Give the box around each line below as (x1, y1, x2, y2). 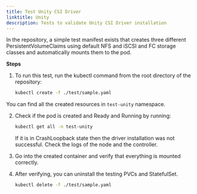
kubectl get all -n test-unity (14, 124, 93, 130)
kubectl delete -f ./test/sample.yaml (14, 182, 112, 188)
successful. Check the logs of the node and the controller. (14, 141, 158, 148)
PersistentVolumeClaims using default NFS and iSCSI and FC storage (6, 42, 176, 50)
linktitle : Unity (6, 14, 50, 20)
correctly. (14, 159, 39, 166)
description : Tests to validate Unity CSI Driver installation (6, 20, 167, 26)
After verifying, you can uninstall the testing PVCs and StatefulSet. (14, 171, 178, 178)
